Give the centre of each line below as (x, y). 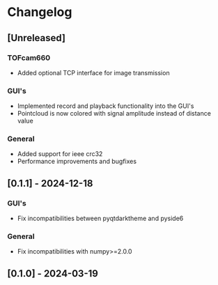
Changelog (40, 12)
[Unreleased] (37, 38)
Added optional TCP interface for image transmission (93, 72)
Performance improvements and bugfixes (77, 162)
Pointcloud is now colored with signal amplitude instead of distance (114, 114)
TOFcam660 (29, 58)
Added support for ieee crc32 (60, 154)
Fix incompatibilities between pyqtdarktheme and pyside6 (100, 218)
